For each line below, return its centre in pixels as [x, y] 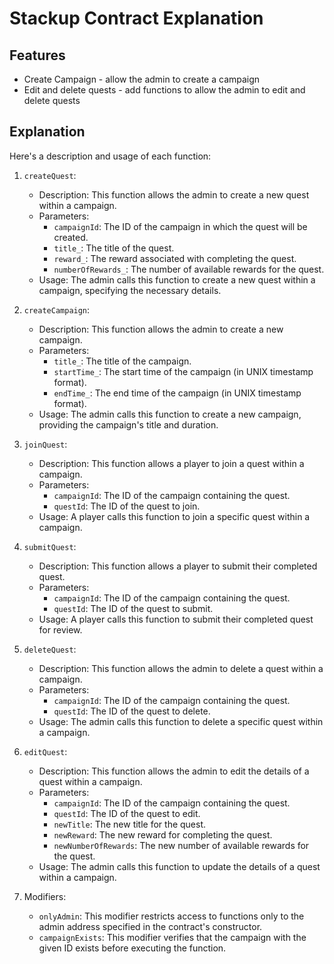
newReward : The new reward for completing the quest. [163, 834]
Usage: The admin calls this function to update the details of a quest [179, 866]
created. [71, 237]
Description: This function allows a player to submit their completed [178, 566]
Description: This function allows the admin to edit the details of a [174, 771]
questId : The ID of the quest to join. [127, 506]
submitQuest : [50, 546]
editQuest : [45, 751]
